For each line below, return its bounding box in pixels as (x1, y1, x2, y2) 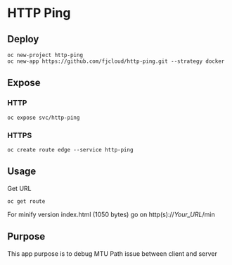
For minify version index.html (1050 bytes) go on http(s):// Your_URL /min (7, 210, 216, 218)
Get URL (7, 184, 32, 192)
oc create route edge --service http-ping (7, 146, 134, 153)
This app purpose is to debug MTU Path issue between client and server (7, 249, 218, 258)
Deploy (7, 33, 39, 45)
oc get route (7, 197, 46, 205)
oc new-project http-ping (7, 51, 83, 58)
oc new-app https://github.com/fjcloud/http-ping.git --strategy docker (7, 58, 225, 65)
